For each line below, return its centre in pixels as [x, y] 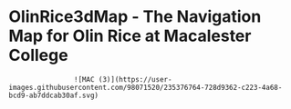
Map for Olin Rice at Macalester [130, 36]
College [39, 55]
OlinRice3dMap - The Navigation [135, 17]
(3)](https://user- [135, 79]
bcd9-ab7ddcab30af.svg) [54, 95]
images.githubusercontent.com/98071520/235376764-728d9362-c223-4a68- [145, 87]
